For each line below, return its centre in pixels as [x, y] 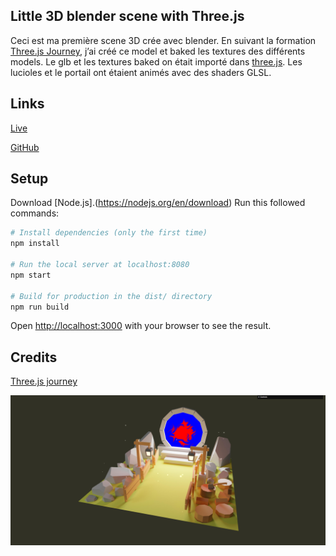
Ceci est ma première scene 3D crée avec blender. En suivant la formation [163, 40]
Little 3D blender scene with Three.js [127, 16]
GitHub [25, 147]
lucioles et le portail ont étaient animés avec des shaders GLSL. [141, 72]
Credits [34, 357]
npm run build [40, 307]
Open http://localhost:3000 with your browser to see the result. [141, 326]
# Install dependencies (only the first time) [109, 233]
